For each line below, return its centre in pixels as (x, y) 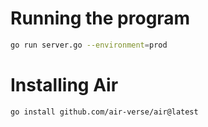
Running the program (100, 18)
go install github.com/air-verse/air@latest (104, 112)
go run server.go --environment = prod (89, 45)
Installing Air (64, 85)
